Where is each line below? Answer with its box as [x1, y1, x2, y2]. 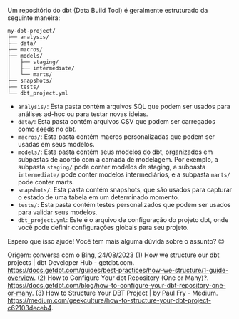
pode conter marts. [17, 178, 75, 186]
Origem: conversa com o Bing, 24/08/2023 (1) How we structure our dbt [7, 251, 220, 259]
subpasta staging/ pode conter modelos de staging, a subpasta [17, 163, 206, 171]
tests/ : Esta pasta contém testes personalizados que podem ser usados [17, 201, 231, 209]
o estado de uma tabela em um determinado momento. [17, 193, 180, 202]
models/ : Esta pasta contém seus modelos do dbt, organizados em [17, 147, 213, 156]
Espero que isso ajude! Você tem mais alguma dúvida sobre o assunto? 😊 [7, 237, 225, 245]
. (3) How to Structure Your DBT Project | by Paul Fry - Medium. [31, 288, 218, 297]
